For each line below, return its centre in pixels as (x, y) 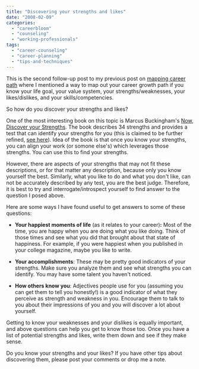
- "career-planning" (37, 56)
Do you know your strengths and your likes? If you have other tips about (94, 353)
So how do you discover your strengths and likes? (67, 109)
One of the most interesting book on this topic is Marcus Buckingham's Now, (100, 120)
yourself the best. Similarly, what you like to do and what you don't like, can (99, 176)
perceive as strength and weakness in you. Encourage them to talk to (99, 298)
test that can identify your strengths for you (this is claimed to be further (94, 133)
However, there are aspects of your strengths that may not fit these (88, 164)
